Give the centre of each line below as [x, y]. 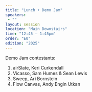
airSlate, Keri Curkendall [38, 67]
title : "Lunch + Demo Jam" [34, 10]
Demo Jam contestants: [30, 58]
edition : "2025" [22, 43]
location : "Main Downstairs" [36, 29]
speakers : [16, 15]
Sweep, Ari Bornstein [35, 78]
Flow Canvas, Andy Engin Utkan [47, 84]
